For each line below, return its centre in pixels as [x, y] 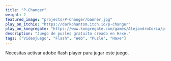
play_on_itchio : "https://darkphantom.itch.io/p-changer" [68, 24]
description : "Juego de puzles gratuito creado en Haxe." [68, 34]
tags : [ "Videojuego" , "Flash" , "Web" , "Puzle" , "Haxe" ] [66, 39]
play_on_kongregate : [27, 29]
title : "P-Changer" [26, 10]
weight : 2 [16, 15]
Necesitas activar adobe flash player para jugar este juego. [67, 53]
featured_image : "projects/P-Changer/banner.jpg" [59, 19]
